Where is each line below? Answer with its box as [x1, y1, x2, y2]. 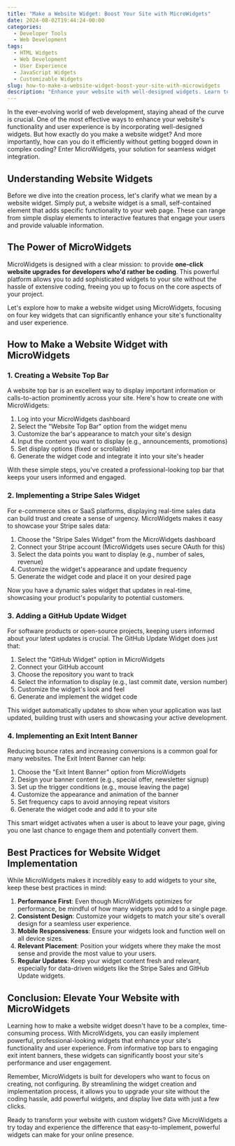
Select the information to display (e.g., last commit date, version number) [17, 678, 228, 686]
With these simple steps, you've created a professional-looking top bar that [7, 465, 225, 474]
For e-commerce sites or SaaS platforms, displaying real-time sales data [7, 506, 215, 515]
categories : [7, 23, 42, 30]
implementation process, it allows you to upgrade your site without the [7, 1087, 210, 1096]
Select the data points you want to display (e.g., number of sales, [17, 550, 205, 558]
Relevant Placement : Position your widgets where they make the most [17, 942, 221, 950]
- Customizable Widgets [13, 75, 83, 83]
